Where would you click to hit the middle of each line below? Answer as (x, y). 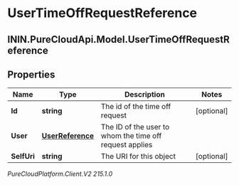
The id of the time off (136, 107)
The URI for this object (138, 157)
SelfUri (23, 157)
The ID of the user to (135, 127)
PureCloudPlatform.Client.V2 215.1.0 (60, 174)
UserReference (68, 136)
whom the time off (131, 136)
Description (144, 95)
